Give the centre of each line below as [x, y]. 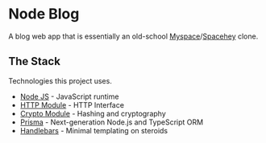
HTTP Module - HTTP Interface [72, 104]
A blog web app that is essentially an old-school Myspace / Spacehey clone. [133, 36]
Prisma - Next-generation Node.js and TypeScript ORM [112, 122]
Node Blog [44, 14]
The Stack [34, 61]
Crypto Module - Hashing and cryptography [93, 113]
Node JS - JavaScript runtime [69, 96]
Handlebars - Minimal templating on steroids [94, 130]
